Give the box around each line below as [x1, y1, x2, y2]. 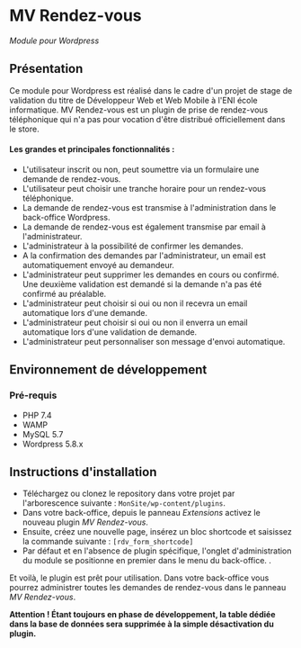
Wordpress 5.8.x [22, 438, 84, 449]
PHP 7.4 [22, 409, 52, 420]
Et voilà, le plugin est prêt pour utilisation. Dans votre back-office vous [9, 572, 270, 583]
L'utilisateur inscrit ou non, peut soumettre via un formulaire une [22, 164, 260, 175]
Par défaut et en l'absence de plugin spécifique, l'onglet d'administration [22, 545, 292, 556]
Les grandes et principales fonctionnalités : [9, 144, 175, 155]
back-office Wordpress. [22, 211, 111, 222]
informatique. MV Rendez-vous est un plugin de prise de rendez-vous [9, 104, 269, 115]
